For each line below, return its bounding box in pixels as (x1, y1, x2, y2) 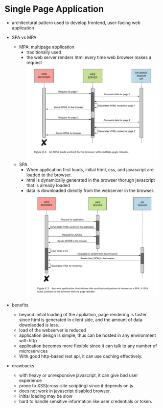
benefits (11, 302, 29, 308)
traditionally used (26, 49, 62, 55)
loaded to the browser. (26, 172, 72, 178)
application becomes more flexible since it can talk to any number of (19, 343, 157, 349)
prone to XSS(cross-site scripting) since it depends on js (19, 383, 133, 389)
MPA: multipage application (19, 44, 74, 50)
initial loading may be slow (19, 393, 73, 399)
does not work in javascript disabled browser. (19, 388, 111, 394)
